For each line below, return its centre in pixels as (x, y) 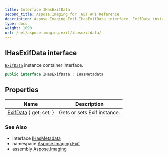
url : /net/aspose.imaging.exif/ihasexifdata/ (53, 33)
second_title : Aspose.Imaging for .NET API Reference (62, 14)
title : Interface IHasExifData (38, 10)
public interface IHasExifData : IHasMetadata (54, 74)
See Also (16, 127)
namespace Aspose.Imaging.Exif (46, 143)
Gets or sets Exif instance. (90, 112)
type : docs (16, 24)
